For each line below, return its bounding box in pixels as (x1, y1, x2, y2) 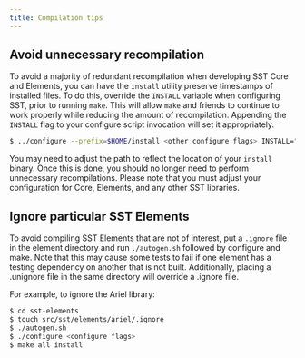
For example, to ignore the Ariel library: (9, 289, 156, 300)
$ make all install (9, 340, 84, 350)
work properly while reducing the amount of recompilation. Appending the (9, 110, 287, 121)
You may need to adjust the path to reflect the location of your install (9, 154, 272, 164)
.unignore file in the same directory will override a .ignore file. (9, 272, 240, 283)
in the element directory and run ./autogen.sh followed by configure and (9, 243, 281, 254)
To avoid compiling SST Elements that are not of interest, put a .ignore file (9, 233, 288, 244)
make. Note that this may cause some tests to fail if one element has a (9, 252, 272, 264)
